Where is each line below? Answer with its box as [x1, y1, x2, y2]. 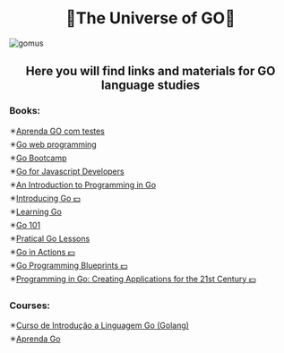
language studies [101, 78, 200, 93]
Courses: [9, 299, 51, 312]
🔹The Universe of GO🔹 [65, 8, 236, 29]
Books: [9, 105, 41, 117]
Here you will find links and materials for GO [25, 64, 276, 79]
